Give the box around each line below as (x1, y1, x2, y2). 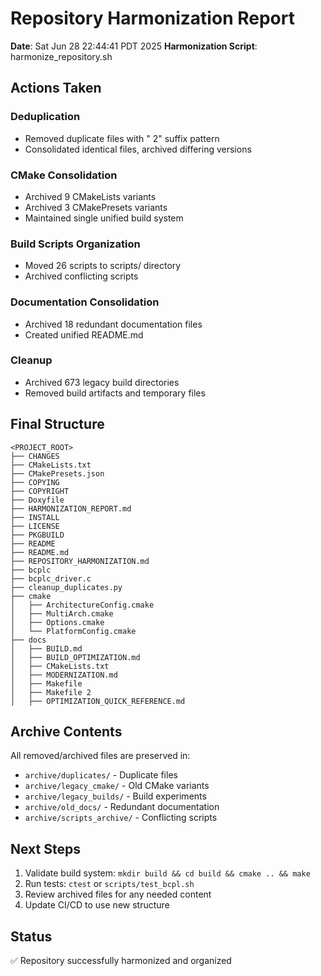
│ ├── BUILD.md (10, 643, 83, 654)
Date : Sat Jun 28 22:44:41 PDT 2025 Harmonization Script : (10, 40, 258, 52)
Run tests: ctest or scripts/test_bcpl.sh (24, 878, 195, 890)
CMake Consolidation (10, 168, 118, 182)
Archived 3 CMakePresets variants (24, 201, 168, 213)
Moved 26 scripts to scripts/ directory (24, 260, 182, 272)
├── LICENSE (10, 521, 60, 531)
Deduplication (10, 110, 81, 124)
